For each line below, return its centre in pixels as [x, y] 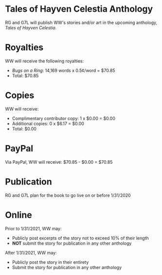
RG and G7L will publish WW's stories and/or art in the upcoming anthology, [81, 22]
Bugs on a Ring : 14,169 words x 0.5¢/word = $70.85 [63, 70]
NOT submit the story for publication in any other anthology [72, 243]
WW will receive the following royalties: [45, 61]
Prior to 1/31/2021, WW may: [33, 229]
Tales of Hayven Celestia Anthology [79, 9]
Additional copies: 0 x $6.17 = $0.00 [48, 124]
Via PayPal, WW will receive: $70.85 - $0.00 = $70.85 [59, 162]
